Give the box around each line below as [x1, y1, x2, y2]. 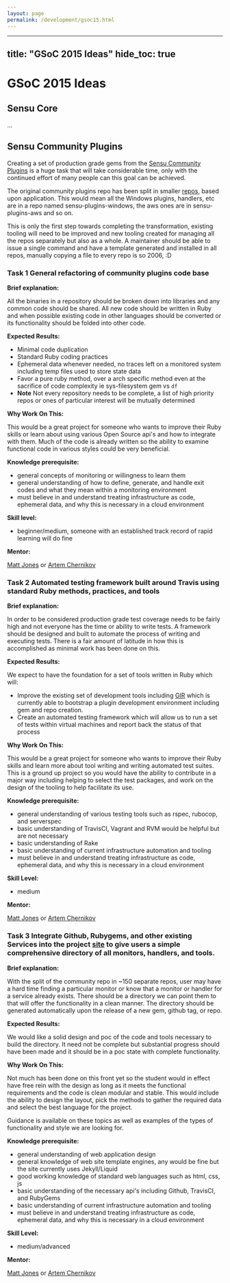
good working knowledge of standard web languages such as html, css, [16, 1172, 220, 1180]
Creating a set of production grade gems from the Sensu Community [7, 159, 201, 167]
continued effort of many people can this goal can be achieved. [7, 173, 186, 182]
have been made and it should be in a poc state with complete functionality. [7, 1047, 220, 1056]
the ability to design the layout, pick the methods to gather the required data [7, 1095, 222, 1104]
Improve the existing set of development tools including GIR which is [16, 691, 210, 699]
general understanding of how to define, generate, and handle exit [16, 479, 205, 486]
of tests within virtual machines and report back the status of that [16, 721, 202, 729]
